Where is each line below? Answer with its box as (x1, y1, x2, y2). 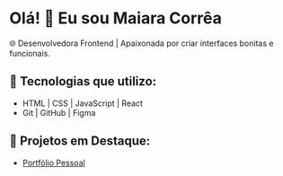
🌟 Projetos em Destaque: (9, 134, 151, 149)
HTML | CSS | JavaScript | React (22, 98, 144, 109)
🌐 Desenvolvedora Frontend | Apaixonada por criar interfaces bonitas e (9, 38, 274, 48)
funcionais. (9, 48, 51, 58)
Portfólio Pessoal (22, 157, 85, 168)
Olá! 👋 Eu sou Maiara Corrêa (9, 8, 223, 29)
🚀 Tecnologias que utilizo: (9, 74, 157, 89)
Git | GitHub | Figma (22, 107, 96, 118)
